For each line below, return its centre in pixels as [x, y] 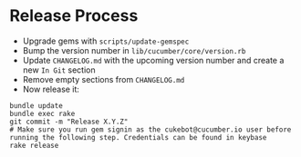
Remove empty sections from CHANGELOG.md [104, 79]
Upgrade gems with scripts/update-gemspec [106, 41]
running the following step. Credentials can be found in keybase [138, 137]
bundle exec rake [42, 113]
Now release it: [51, 89]
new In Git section [59, 70]
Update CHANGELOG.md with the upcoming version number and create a [153, 60]
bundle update [36, 105]
